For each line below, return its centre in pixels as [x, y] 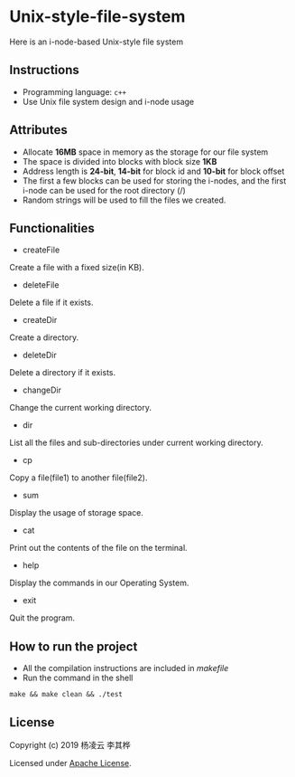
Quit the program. [42, 618]
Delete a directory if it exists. [63, 373]
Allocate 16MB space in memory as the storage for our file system [145, 152]
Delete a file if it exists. [51, 303]
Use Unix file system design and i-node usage [108, 101]
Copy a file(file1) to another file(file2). [78, 478]
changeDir [41, 390]
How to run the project [74, 646]
